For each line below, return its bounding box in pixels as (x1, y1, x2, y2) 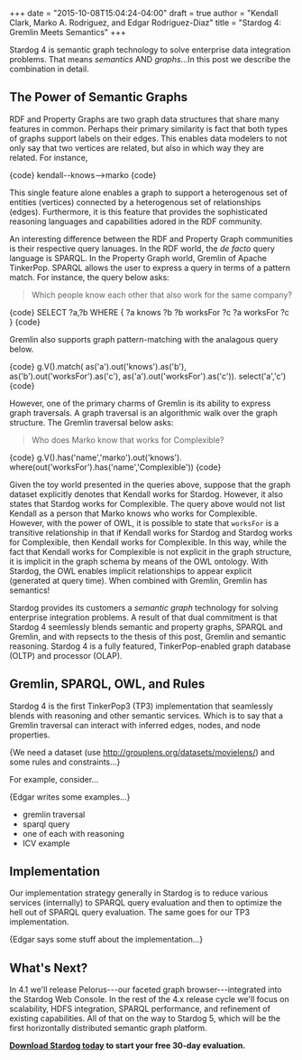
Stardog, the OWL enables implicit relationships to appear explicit (9, 565, 252, 577)
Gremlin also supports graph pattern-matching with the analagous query (9, 333, 279, 344)
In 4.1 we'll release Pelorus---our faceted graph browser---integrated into (9, 984, 282, 995)
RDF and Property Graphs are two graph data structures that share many (9, 113, 279, 125)
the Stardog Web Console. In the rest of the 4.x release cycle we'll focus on (9, 994, 290, 1005)
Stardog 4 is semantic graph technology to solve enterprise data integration (9, 44, 291, 55)
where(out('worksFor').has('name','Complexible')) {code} (9, 461, 222, 473)
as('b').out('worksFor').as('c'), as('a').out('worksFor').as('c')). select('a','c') (9, 371, 287, 381)
